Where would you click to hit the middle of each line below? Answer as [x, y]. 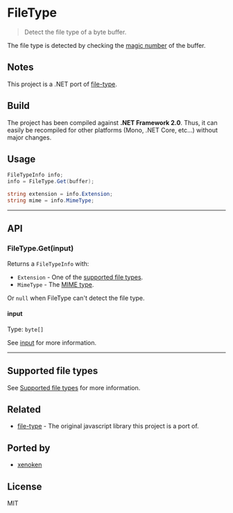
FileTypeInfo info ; [35, 175]
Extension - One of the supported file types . [80, 277]
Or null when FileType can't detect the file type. [76, 298]
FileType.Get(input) [41, 249]
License [25, 486]
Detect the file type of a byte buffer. [75, 32]
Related [24, 409]
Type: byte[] [25, 329]
